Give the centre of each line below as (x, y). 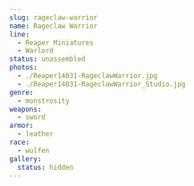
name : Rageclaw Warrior (54, 26)
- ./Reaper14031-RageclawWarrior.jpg (88, 76)
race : (19, 142)
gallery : (25, 159)
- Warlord (35, 51)
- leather (35, 134)
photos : (24, 68)
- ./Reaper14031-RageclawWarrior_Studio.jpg (101, 84)
